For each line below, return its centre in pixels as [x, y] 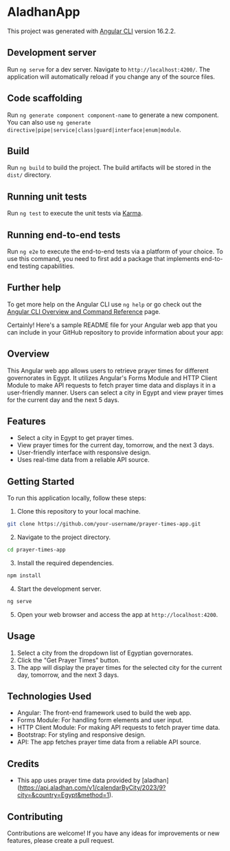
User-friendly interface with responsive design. [84, 452]
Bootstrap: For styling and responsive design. [81, 735]
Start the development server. [59, 589]
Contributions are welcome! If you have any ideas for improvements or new [113, 833]
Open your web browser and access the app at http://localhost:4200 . [117, 614]
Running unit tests [47, 197]
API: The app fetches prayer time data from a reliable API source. [109, 742]
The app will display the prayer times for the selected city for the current [119, 667]
